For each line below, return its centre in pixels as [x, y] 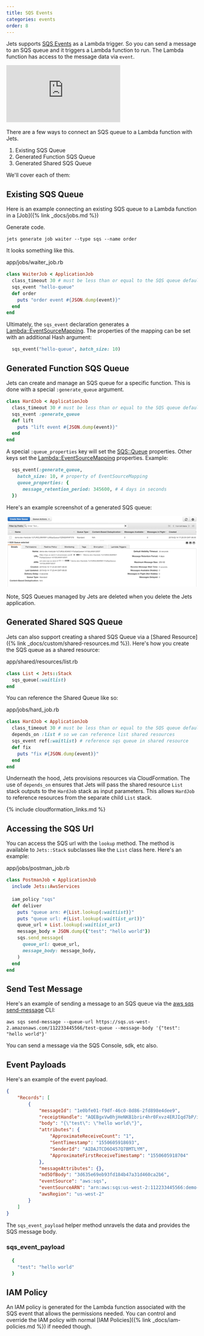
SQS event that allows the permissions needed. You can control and [91, 1313]
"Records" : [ [34, 1097]
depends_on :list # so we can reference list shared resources [93, 735]
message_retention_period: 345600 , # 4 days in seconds [94, 489]
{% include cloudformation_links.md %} [56, 810]
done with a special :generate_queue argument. [65, 389]
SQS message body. [32, 1231]
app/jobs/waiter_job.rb [35, 263]
